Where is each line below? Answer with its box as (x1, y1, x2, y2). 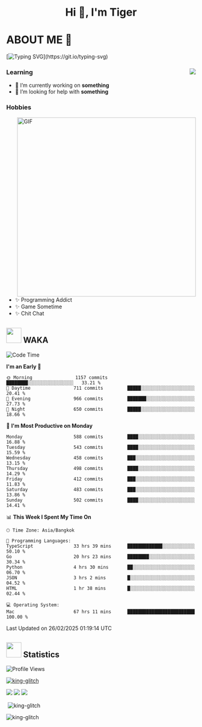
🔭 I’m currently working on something (14, 81, 109, 89)
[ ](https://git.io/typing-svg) (6, 53, 108, 60)
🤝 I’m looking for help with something (14, 88, 109, 95)
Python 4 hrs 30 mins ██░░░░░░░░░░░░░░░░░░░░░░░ (6, 564, 195, 570)
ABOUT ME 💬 (6, 33, 72, 47)
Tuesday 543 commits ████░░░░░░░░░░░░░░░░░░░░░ (6, 444, 195, 450)
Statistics (23, 649, 60, 659)
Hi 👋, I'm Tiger (65, 5, 137, 19)
